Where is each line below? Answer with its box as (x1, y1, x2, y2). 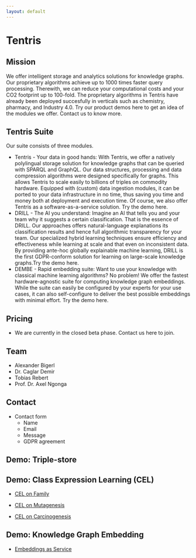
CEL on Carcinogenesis (14, 513, 71, 520)
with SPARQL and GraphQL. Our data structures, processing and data (14, 166, 182, 173)
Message (23, 432, 46, 439)
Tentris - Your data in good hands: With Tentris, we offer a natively (14, 153, 175, 161)
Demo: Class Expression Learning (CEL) (6, 475, 154, 485)
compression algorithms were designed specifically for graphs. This (14, 172, 179, 179)
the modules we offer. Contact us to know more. (6, 109, 122, 117)
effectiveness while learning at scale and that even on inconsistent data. (14, 241, 189, 248)
